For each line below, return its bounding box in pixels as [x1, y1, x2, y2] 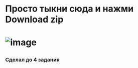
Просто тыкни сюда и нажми [5, 3, 134, 15]
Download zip [5, 14, 64, 25]
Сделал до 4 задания [5, 56, 60, 63]
